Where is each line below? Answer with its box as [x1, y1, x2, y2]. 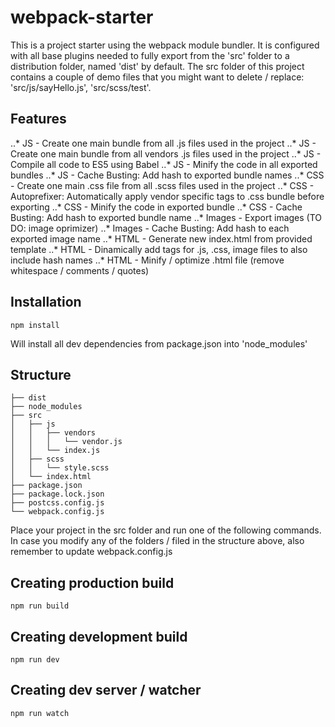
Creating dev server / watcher [10, 682, 202, 699]
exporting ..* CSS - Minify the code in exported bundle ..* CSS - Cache [10, 201, 303, 213]
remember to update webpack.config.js [10, 546, 173, 558]
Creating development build [10, 628, 188, 645]
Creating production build [10, 574, 175, 591]
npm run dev [10, 655, 60, 665]
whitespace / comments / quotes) [10, 264, 150, 276]
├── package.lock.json [10, 489, 105, 500]
